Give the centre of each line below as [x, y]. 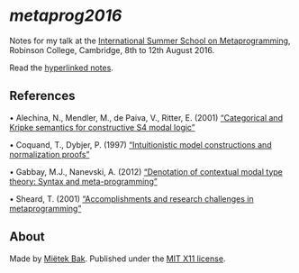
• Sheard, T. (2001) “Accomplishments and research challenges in [131, 198]
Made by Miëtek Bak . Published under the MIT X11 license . [118, 259]
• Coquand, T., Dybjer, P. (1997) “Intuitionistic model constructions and [140, 144]
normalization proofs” [50, 154]
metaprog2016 [66, 16]
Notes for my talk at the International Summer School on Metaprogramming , [150, 41]
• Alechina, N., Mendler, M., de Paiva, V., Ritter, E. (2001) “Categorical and [146, 117]
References [42, 96]
